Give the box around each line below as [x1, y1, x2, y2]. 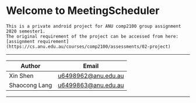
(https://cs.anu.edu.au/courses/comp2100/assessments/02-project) [6, 44, 171, 49]
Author [20, 62, 41, 70]
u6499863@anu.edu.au [57, 81, 124, 89]
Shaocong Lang [9, 81, 52, 89]
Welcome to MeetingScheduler [6, 4, 160, 17]
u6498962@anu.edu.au [57, 72, 124, 80]
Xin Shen [9, 72, 34, 80]
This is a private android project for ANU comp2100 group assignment [6, 23, 181, 29]
